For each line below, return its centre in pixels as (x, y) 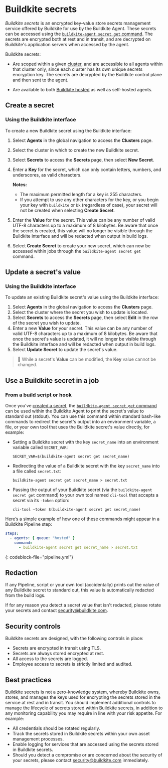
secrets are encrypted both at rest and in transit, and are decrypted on (78, 39)
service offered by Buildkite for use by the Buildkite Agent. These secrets (81, 28)
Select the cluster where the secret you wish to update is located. (80, 313)
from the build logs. (25, 595)
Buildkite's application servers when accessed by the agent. (67, 44)
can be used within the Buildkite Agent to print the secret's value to (75, 411)
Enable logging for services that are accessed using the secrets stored (86, 744)
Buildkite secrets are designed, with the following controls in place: (74, 639)
